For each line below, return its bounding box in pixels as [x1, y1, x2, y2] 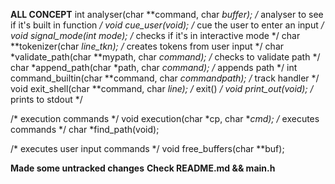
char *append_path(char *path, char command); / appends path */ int [10, 62, 298, 73]
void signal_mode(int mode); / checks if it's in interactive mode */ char [10, 30, 301, 41]
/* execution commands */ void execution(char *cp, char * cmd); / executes [10, 113, 320, 124]
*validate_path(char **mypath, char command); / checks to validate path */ [10, 51, 321, 63]
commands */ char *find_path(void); [10, 124, 160, 135]
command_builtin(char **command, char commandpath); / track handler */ [10, 72, 320, 84]
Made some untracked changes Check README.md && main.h [10, 162, 276, 174]
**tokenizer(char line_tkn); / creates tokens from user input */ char [10, 40, 285, 52]
